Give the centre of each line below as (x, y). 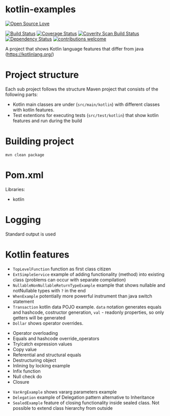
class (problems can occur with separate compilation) (69, 280)
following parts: (22, 94)
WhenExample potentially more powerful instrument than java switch (82, 296)
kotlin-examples (41, 9)
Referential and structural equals (47, 355)
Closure (21, 382)
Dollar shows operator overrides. (48, 323)
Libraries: (15, 189)
